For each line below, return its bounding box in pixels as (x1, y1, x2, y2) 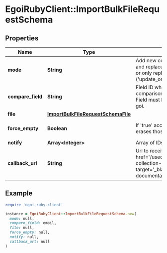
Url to (136, 147, 149, 154)
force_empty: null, (9, 230, 50, 235)
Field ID (136, 84, 154, 91)
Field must (136, 96, 160, 103)
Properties (5, 34, 39, 42)
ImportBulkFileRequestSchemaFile (47, 111, 131, 118)
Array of (136, 139, 155, 146)
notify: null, (9, 235, 39, 240)
